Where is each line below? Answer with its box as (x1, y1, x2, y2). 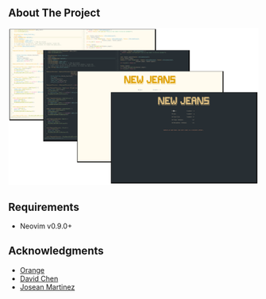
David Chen (19, 274, 59, 283)
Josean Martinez (19, 282, 75, 292)
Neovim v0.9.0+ (19, 221, 73, 231)
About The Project (8, 6, 101, 20)
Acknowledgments (8, 244, 105, 258)
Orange (19, 265, 45, 274)
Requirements (8, 200, 79, 213)
